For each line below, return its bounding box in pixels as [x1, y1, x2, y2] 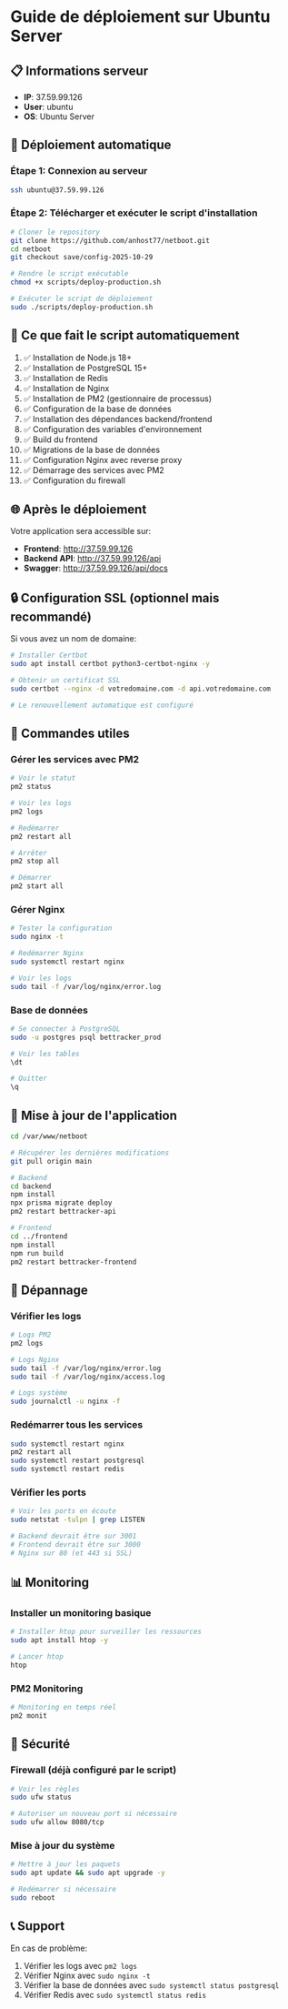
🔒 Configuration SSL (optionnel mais [10, 590, 220, 606]
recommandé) [10, 609, 92, 624]
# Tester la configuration [10, 924, 113, 934]
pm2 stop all [10, 857, 60, 866]
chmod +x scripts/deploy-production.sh [10, 278, 162, 288]
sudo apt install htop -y [10, 1636, 108, 1645]
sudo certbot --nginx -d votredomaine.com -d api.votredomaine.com [10, 684, 272, 693]
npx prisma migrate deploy [10, 1198, 113, 1207]
